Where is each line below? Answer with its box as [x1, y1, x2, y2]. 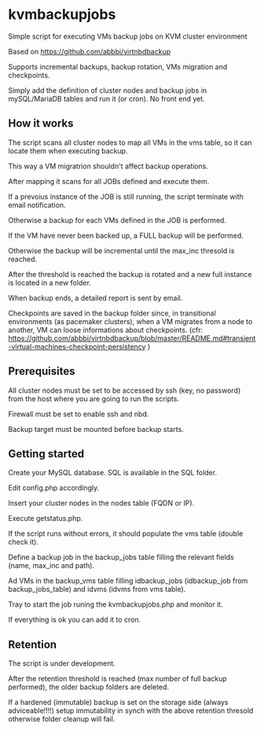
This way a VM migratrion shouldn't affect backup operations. [8, 161, 208, 171]
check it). [8, 537, 39, 547]
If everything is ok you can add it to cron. [8, 615, 141, 625]
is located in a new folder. [8, 278, 92, 287]
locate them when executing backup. [8, 146, 128, 155]
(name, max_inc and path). [8, 561, 95, 570]
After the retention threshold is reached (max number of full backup [8, 674, 228, 684]
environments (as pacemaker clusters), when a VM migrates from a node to [8, 316, 253, 326]
